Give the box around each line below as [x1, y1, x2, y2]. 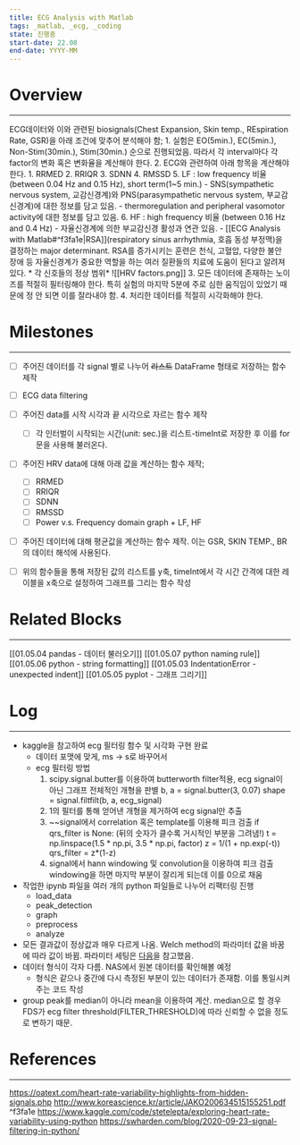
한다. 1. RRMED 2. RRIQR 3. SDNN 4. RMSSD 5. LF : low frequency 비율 [9, 169, 267, 180]
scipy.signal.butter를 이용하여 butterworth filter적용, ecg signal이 [48, 773, 283, 784]
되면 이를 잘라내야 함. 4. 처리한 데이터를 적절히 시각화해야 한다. [44, 290, 263, 301]
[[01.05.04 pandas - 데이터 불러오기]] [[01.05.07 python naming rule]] [9, 648, 261, 658]
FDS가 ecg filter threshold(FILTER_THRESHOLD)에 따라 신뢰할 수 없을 [21, 1005, 272, 1016]
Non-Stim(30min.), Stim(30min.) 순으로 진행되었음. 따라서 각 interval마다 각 [9, 147, 279, 157]
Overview [9, 85, 83, 106]
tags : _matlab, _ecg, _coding [9, 21, 122, 30]
